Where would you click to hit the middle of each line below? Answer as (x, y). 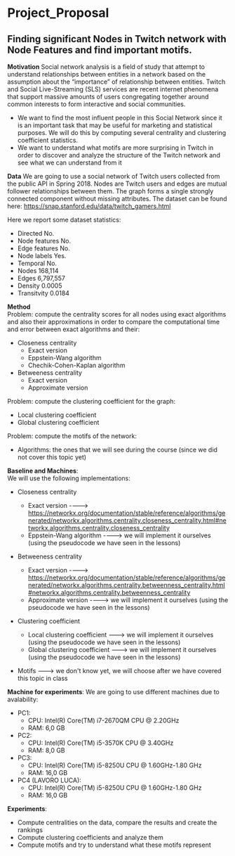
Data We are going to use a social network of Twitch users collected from (114, 176)
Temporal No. (37, 263)
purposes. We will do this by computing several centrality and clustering (122, 133)
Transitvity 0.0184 (43, 293)
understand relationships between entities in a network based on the (106, 74)
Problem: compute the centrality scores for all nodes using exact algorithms (117, 314)
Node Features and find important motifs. (100, 50)
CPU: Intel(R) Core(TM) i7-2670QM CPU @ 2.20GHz (103, 720)
